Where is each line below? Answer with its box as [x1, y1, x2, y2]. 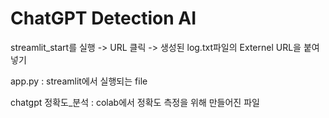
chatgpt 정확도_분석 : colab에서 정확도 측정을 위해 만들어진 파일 [10, 96, 260, 108]
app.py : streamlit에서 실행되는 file [10, 75, 148, 87]
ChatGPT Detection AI [10, 7, 197, 30]
